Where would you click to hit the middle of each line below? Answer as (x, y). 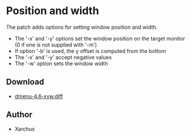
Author (19, 115)
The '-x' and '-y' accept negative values (63, 57)
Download (25, 82)
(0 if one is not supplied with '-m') (56, 45)
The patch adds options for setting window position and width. (82, 27)
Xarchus (25, 129)
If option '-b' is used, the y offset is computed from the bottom (90, 51)
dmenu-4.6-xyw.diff (39, 96)
